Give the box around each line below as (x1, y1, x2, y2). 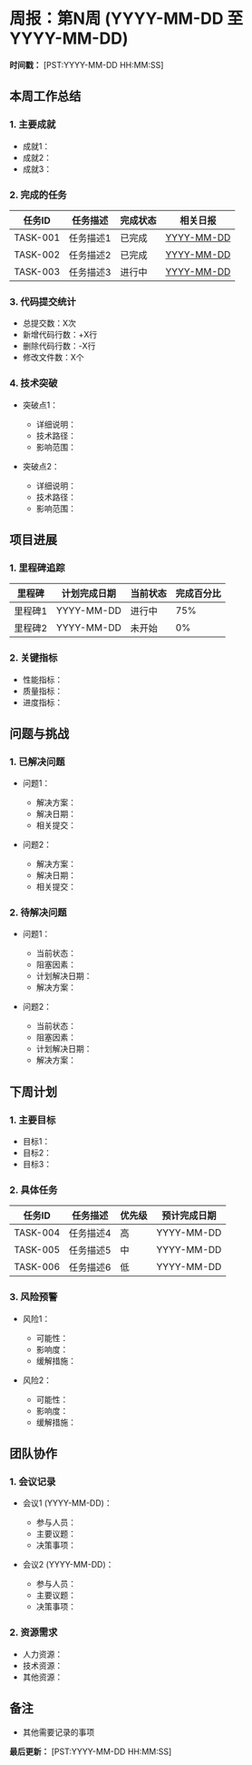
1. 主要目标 (9, 1114, 56, 1126)
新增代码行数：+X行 (22, 329, 98, 340)
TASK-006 (14, 1261, 61, 1274)
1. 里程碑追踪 (9, 561, 65, 574)
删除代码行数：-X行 (22, 340, 96, 351)
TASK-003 (14, 265, 61, 277)
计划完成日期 (61, 588, 116, 600)
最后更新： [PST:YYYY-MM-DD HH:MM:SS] (9, 1746, 172, 1757)
